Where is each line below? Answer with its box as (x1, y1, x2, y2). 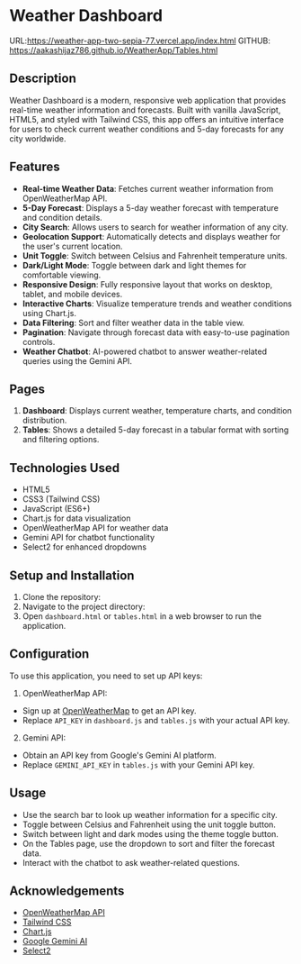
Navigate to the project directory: (22, 601, 146, 612)
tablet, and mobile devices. (22, 288, 123, 299)
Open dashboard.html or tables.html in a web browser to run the (22, 611, 262, 622)
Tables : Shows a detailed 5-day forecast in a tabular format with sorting (22, 424, 289, 435)
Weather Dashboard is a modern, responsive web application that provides (9, 95, 287, 105)
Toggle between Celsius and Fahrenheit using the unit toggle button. (22, 819, 277, 830)
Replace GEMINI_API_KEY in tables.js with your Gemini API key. (22, 759, 255, 770)
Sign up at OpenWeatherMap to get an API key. (22, 705, 197, 716)
